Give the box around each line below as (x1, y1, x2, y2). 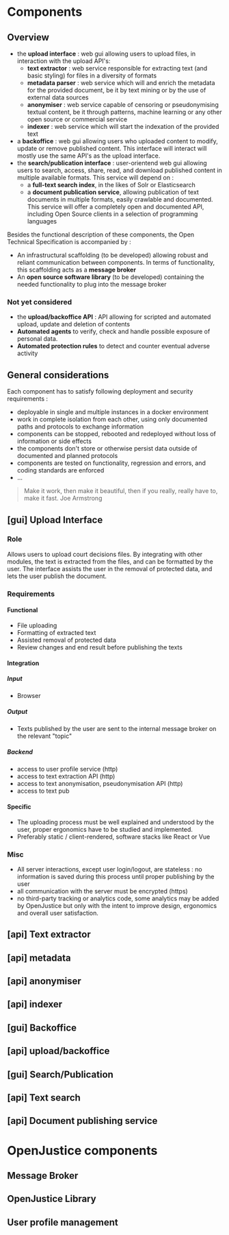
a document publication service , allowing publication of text (27, 188, 200, 196)
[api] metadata (7, 952, 71, 963)
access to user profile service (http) (16, 765, 118, 774)
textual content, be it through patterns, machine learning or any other (27, 108, 222, 116)
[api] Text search (7, 1092, 81, 1104)
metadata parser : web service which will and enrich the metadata (27, 79, 215, 86)
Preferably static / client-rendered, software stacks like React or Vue (16, 832, 211, 841)
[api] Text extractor (7, 928, 91, 940)
